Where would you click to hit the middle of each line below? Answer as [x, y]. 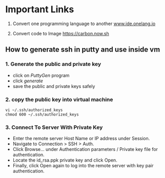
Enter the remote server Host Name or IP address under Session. [81, 139]
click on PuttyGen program [41, 75]
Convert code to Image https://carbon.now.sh [61, 33]
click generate [28, 81]
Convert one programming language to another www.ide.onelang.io [84, 24]
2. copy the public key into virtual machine [59, 99]
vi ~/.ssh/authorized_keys [34, 110]
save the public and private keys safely [54, 86]
